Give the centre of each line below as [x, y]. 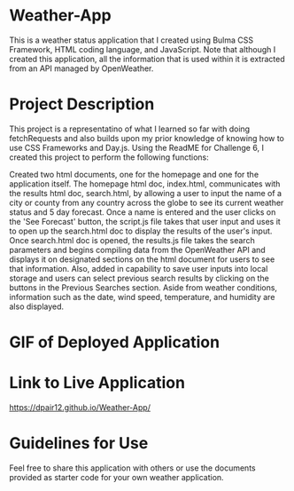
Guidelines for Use [79, 443]
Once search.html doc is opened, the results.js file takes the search [132, 240]
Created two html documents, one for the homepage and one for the [134, 174]
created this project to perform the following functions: [109, 157]
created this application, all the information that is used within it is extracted [147, 59]
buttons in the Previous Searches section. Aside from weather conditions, [143, 287]
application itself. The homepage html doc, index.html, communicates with [145, 184]
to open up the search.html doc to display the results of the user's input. [141, 231]
